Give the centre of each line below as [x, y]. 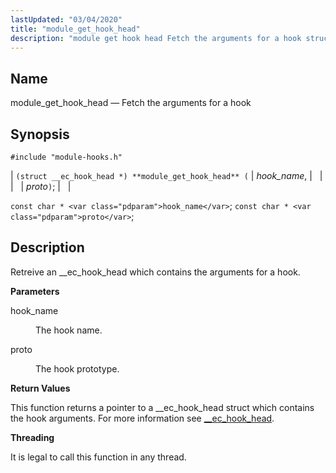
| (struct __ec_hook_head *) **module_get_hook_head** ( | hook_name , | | [166, 175]
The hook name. [69, 330]
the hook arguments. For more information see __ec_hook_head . [142, 418]
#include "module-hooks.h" [66, 157]
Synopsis [40, 134]
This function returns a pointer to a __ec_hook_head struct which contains [162, 407]
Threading [32, 437]
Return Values [40, 388]
